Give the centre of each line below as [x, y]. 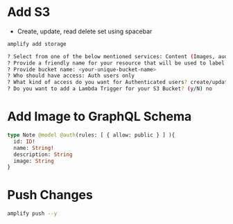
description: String [43, 154]
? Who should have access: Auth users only [71, 76]
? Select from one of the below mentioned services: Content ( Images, [111, 56]
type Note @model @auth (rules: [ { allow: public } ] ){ [91, 135]
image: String [34, 161]
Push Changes [50, 195]
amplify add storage [37, 44]
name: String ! [34, 148]
